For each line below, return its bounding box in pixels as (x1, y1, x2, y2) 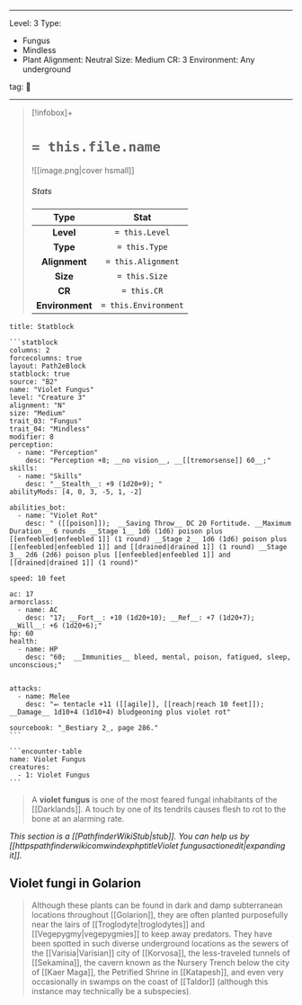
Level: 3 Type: (9, 18, 62, 28)
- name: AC (17, 605, 58, 614)
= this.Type (116, 242, 168, 252)
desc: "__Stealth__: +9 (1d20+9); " (25, 479, 164, 488)
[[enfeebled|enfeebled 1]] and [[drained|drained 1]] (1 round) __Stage (9, 542, 288, 551)
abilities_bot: (9, 502, 67, 512)
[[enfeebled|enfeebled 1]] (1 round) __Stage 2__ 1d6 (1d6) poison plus (9, 534, 288, 544)
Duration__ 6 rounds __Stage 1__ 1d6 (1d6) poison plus (9, 527, 223, 536)
